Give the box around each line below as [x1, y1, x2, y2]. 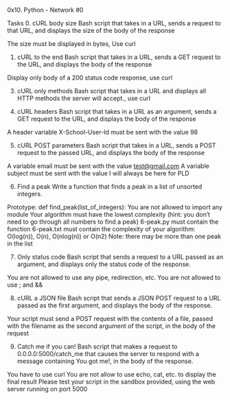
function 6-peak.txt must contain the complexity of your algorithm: [7, 225, 196, 233]
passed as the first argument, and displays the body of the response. [16, 301, 213, 309]
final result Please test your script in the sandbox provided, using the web [7, 377, 216, 386]
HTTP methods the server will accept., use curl [16, 94, 151, 102]
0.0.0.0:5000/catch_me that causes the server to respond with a [16, 350, 199, 357]
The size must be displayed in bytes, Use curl [7, 40, 136, 47]
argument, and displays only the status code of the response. [16, 260, 191, 268]
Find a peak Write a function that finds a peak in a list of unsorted [16, 183, 203, 191]
